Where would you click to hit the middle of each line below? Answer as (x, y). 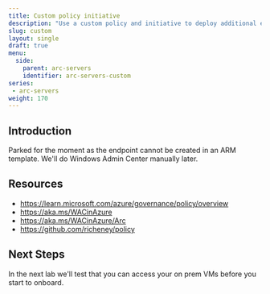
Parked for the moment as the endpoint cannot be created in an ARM (123, 151)
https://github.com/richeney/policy (77, 229)
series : (21, 83)
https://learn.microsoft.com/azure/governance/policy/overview (124, 203)
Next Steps (37, 255)
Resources (36, 184)
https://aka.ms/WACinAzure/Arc (73, 220)
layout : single (34, 38)
